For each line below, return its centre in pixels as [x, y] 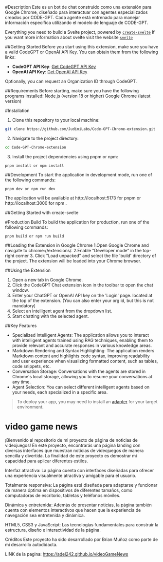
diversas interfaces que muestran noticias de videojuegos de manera [74, 450]
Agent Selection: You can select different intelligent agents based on [81, 387]
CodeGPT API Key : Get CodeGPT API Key [54, 66]
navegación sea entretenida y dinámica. [45, 515]
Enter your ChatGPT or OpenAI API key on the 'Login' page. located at [82, 295]
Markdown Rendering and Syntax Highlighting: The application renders [83, 350]
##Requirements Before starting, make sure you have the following [72, 91]
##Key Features [21, 325]
